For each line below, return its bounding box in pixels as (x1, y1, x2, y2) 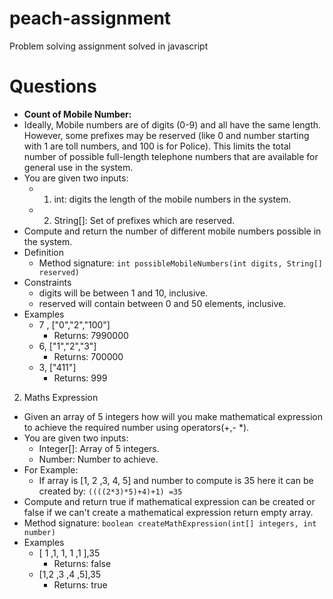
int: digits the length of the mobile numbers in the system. (53, 193, 292, 205)
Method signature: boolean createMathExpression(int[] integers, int (23, 517, 317, 529)
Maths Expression (23, 391, 99, 403)
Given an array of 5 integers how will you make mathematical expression (23, 410, 323, 422)
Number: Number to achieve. (38, 453, 159, 465)
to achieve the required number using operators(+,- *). (23, 421, 250, 433)
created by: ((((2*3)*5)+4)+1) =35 (38, 485, 183, 497)
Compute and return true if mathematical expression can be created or (23, 495, 316, 507)
